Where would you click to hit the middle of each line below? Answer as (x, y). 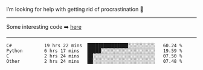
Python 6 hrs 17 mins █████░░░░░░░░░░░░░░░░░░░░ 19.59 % (94, 51)
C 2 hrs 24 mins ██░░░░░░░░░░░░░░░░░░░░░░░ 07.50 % (94, 56)
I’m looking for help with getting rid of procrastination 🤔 (75, 9)
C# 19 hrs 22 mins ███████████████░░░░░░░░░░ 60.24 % (94, 45)
